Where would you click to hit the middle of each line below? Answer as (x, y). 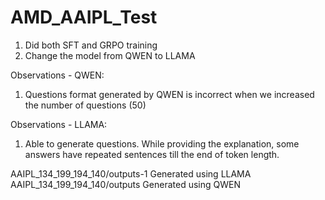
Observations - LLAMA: (59, 124)
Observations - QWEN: (57, 75)
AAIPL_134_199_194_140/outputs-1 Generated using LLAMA (131, 173)
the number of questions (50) (85, 105)
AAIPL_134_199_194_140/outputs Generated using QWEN (125, 184)
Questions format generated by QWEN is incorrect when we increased (169, 94)
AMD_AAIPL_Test (84, 17)
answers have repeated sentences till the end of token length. (152, 154)
